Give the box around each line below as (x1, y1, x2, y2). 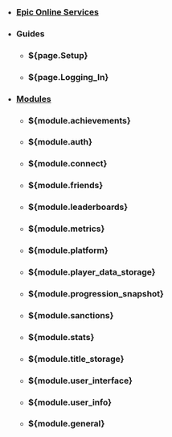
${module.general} (27, 418, 105, 430)
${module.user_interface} (27, 375, 133, 386)
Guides (15, 27, 45, 39)
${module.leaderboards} (27, 201, 129, 212)
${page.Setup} (27, 49, 88, 61)
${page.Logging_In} (27, 71, 109, 82)
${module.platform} (27, 245, 109, 256)
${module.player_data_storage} (27, 266, 156, 277)
